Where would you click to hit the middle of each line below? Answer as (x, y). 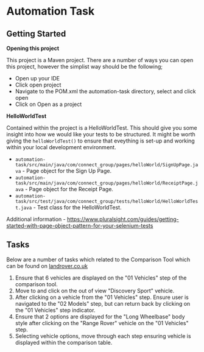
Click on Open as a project (48, 104)
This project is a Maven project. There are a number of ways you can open (100, 60)
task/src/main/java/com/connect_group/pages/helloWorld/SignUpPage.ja (107, 165)
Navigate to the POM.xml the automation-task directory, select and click (105, 91)
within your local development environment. (62, 147)
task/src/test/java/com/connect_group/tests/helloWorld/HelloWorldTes (107, 202)
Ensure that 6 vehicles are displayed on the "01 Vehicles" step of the (101, 278)
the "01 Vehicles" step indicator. (55, 310)
